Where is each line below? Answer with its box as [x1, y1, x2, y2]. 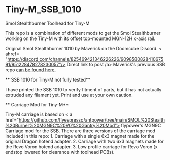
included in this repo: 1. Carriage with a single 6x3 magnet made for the [5, 133, 155, 139]
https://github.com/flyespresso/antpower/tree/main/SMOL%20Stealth [18, 116, 165, 123]
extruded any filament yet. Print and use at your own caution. [5, 92, 133, 98]
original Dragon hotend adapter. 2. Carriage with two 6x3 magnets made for [5, 138, 164, 144]
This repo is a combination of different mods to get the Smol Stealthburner [5, 30, 161, 36]
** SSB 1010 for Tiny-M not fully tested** [5, 76, 90, 83]
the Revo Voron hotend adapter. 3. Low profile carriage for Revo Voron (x [5, 143, 158, 150]
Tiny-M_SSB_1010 [5, 4, 82, 15]
